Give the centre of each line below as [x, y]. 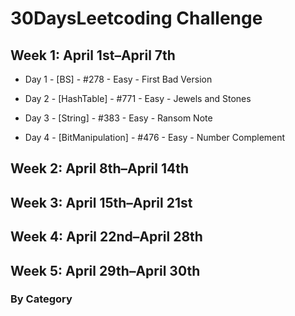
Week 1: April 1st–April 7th [93, 55]
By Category [41, 299]
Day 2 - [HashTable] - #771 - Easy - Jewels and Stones [138, 98]
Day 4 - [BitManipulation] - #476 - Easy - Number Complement [155, 137]
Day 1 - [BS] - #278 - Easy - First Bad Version [118, 79]
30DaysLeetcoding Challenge [136, 18]
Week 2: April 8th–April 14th [100, 168]
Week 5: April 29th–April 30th [105, 270]
